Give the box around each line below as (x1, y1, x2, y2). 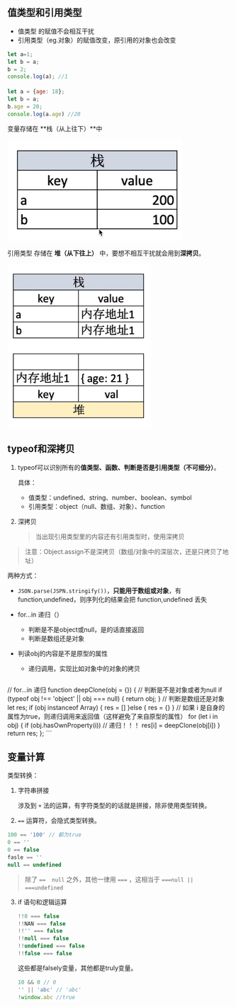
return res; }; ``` (7, 728, 52, 737)
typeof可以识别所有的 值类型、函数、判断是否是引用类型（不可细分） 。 (17, 463, 220, 471)
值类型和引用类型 (7, 6, 82, 19)
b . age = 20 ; (7, 103, 43, 110)
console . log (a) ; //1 (7, 73, 69, 80)
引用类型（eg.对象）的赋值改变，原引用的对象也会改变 (17, 35, 176, 44)
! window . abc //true (17, 994, 76, 1001)
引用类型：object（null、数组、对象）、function (28, 502, 165, 510)
